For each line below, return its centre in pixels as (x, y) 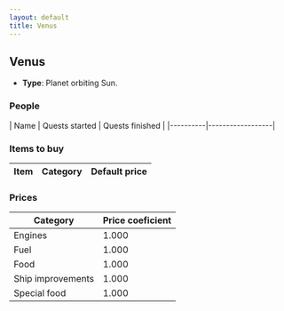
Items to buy (37, 148)
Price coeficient (137, 220)
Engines (30, 235)
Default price (119, 171)
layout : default (39, 17)
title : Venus (33, 26)
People (24, 106)
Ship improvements (54, 279)
